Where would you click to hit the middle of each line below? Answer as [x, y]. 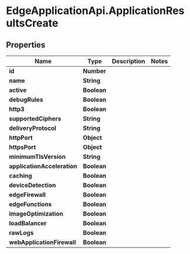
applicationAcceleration [43, 166]
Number [94, 71]
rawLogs [21, 233]
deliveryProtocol [33, 128]
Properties [26, 45]
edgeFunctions [30, 204]
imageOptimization [36, 214]
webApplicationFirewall [42, 242]
